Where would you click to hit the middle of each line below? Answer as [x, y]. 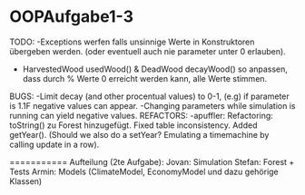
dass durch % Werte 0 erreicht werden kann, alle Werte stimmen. [145, 78]
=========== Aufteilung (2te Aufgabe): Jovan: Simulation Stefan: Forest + [152, 161]
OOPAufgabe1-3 [72, 17]
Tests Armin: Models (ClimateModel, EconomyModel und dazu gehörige [144, 171]
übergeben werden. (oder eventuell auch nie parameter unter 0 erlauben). [148, 51]
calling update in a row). [54, 144]
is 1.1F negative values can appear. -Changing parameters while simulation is [152, 105]
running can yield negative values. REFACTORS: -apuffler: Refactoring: [142, 115]
